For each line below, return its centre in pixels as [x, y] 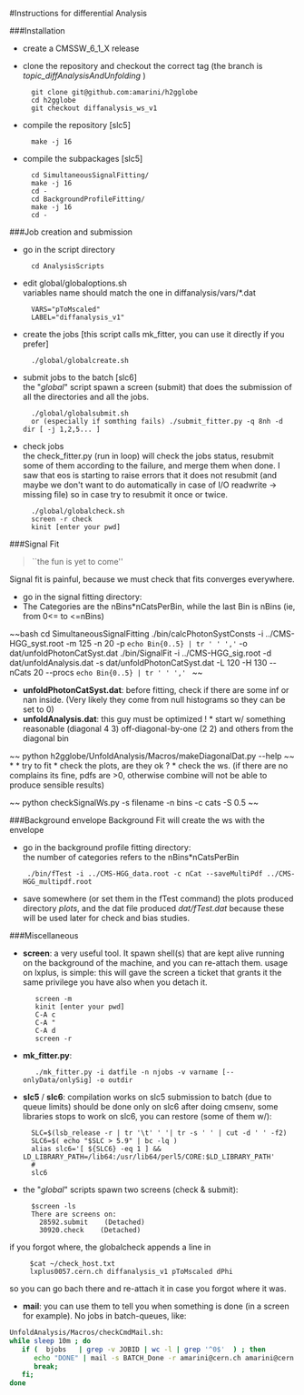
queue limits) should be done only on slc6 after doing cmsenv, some [150, 1107]
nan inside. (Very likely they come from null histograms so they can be [154, 700]
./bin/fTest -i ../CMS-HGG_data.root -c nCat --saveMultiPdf [145, 874]
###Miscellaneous [44, 935]
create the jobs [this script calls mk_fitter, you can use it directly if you [153, 334]
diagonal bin [46, 738]
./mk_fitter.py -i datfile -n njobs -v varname [127, 1072]
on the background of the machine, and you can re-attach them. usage [155, 963]
